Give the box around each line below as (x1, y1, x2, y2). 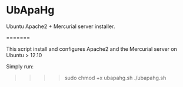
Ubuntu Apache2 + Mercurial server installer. (6, 23, 115, 30)
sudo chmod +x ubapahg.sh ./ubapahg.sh (64, 74, 167, 81)
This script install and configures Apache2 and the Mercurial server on (6, 45, 178, 53)
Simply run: (6, 62, 34, 70)
